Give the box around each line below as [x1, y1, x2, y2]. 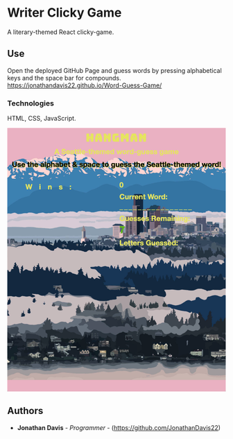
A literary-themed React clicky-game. [7, 28, 114, 36]
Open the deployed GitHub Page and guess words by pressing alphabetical [7, 66, 222, 74]
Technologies [7, 98, 54, 108]
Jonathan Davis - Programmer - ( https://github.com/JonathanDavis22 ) [17, 423, 221, 431]
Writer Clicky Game [7, 5, 122, 21]
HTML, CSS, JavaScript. [7, 114, 76, 123]
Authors [7, 405, 44, 417]
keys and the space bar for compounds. [7, 74, 121, 82]
